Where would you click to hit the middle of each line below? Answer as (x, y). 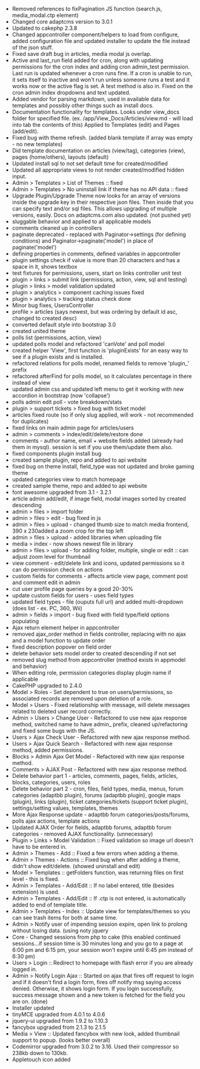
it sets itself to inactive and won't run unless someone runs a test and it (101, 79)
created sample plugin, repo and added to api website (79, 460)
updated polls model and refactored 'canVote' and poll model (88, 344)
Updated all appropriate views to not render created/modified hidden (98, 170)
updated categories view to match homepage (69, 479)
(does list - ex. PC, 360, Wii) (47, 608)
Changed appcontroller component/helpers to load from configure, (95, 35)
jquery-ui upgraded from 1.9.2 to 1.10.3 (60, 1021)
